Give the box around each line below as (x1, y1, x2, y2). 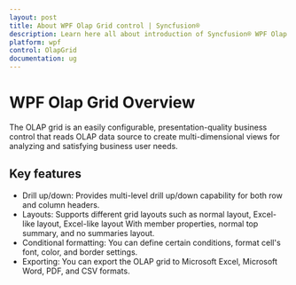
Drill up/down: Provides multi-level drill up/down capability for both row (21, 190, 284, 201)
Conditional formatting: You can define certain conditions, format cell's (21, 237, 281, 248)
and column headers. (21, 199, 100, 210)
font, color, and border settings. (21, 246, 138, 257)
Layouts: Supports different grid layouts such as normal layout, (21, 209, 252, 219)
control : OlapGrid (9, 46, 77, 55)
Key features (9, 166, 82, 182)
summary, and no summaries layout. (21, 227, 155, 238)
